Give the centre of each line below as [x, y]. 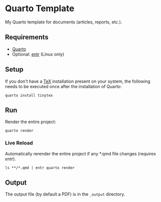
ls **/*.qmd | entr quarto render [40, 168]
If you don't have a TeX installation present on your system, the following [78, 81]
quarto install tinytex [29, 95]
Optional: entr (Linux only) [38, 54]
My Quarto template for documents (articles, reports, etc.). [64, 22]
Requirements [27, 37]
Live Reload [19, 143]
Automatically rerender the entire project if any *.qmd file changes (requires [80, 153]
